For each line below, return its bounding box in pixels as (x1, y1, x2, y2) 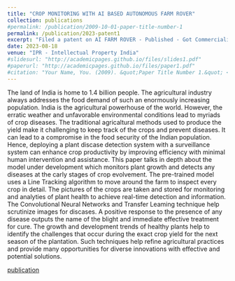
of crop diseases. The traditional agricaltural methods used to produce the (7, 118, 222, 126)
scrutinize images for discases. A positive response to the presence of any (7, 207, 222, 216)
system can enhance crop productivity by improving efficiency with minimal (7, 148, 226, 156)
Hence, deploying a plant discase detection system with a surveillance (7, 140, 211, 149)
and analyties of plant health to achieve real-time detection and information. (7, 192, 226, 200)
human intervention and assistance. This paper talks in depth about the (7, 155, 213, 163)
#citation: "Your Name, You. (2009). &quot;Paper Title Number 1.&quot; (7, 69, 224, 76)
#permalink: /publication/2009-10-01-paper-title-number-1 (7, 23, 183, 30)
